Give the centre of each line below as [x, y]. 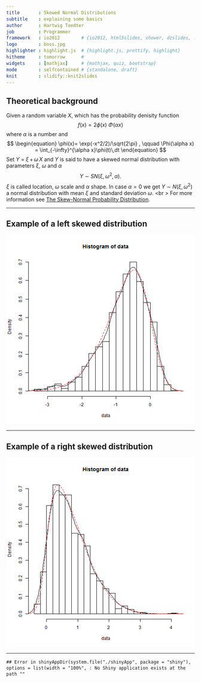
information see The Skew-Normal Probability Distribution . [78, 199]
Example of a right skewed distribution [80, 446]
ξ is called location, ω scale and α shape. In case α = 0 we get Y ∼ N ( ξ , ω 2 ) [99, 186]
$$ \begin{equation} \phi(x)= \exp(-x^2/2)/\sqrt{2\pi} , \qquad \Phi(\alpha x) [100, 143]
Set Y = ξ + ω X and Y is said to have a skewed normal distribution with [93, 160]
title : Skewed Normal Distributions [61, 13]
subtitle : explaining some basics [54, 19]
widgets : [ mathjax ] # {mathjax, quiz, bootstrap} [81, 63]
